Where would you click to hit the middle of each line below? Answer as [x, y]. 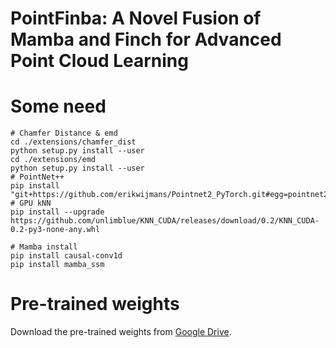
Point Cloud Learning [99, 61]
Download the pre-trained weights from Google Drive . [121, 332]
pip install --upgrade [57, 212]
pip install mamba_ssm [57, 265]
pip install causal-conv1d [66, 256]
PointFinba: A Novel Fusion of [136, 18]
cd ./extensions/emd [53, 160]
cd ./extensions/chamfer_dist [73, 142]
